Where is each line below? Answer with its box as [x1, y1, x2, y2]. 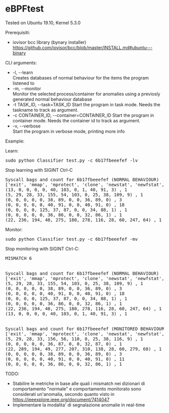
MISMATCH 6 [5, 255, 32, 261]
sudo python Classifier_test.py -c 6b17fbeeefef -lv [5, 157, 138, 163]
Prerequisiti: [5, 29, 30, 35]
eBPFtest [5, 3, 44, 15]
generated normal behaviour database [12, 96, 92, 102]
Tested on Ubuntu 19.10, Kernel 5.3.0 [5, 20, 81, 26]
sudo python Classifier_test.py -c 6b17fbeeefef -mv [5, 236, 138, 242]
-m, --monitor [12, 85, 41, 91]
